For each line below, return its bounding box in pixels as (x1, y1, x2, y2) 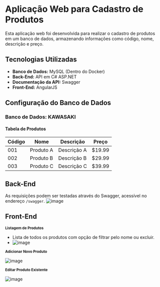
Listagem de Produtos (5, 226, 44, 230)
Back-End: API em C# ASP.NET (12, 73, 77, 80)
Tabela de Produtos (5, 125, 46, 132)
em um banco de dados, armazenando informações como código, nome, (5, 36, 154, 42)
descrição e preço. (5, 41, 44, 47)
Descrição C (58, 163, 87, 170)
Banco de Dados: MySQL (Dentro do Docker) (12, 68, 105, 74)
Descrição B (58, 155, 87, 162)
